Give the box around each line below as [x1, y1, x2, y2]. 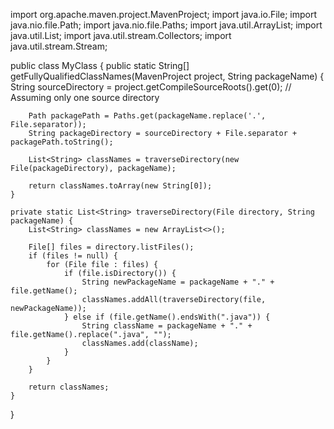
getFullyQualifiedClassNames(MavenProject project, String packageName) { [10, 70, 325, 82]
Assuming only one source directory [10, 92, 160, 103]
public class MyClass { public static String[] [10, 60, 190, 71]
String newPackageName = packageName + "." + [81, 277, 275, 287]
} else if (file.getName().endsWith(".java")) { [63, 312, 271, 322]
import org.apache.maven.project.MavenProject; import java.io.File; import [10, 9, 317, 20]
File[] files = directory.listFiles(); [28, 242, 195, 252]
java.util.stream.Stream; [10, 40, 108, 52]
